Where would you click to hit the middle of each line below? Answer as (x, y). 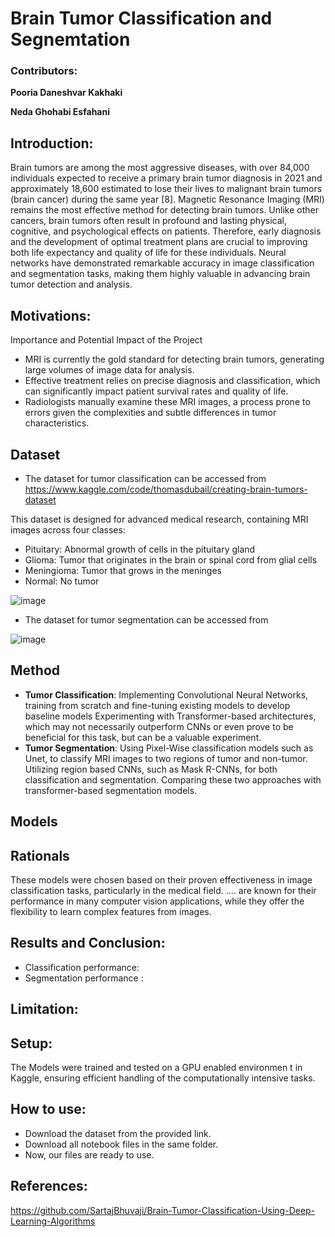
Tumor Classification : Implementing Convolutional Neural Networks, (166, 694)
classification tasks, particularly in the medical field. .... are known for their (163, 890)
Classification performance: (82, 967)
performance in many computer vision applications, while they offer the (157, 901)
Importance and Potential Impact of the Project (106, 340)
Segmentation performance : (84, 978)
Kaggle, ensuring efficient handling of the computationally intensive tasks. (163, 1078)
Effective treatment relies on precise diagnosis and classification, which (172, 381)
